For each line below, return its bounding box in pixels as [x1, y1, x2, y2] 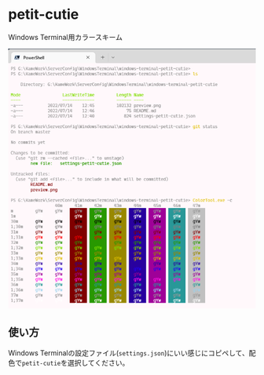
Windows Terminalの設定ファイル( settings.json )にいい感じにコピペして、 [8, 348, 249, 358]
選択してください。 [67, 358, 130, 367]
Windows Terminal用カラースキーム [8, 32, 123, 42]
